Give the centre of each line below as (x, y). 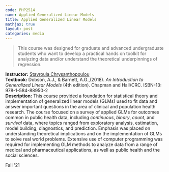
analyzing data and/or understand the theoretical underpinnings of (88, 59)
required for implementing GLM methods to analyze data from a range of (81, 145)
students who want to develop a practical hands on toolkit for (82, 53)
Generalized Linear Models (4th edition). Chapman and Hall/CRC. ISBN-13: (83, 85)
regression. (30, 64)
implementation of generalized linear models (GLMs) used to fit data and (81, 101)
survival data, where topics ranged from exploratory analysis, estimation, (82, 123)
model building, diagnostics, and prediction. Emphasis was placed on (78, 128)
